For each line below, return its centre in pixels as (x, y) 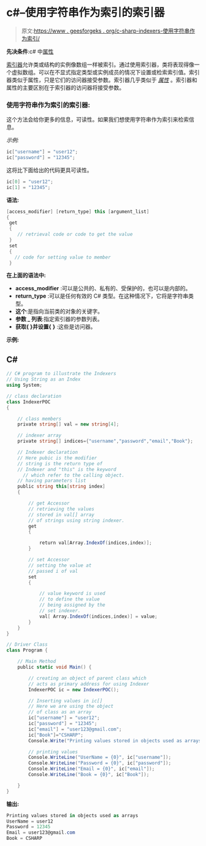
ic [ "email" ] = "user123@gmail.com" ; (75, 729)
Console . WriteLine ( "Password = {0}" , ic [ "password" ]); (100, 763)
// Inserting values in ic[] (66, 700)
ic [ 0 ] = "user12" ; (30, 182)
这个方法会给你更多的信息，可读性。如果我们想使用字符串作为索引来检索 (97, 120)
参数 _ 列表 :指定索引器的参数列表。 (59, 319)
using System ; (25, 385)
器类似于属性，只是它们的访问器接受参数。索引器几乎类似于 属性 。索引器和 (102, 80)
